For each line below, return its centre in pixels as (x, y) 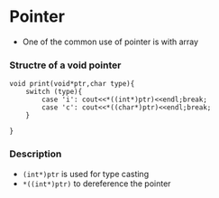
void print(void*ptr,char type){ (72, 84)
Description (36, 154)
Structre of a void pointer (65, 65)
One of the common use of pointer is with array (110, 42)
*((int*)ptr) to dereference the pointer (96, 184)
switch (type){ (54, 92)
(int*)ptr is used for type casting (86, 174)
